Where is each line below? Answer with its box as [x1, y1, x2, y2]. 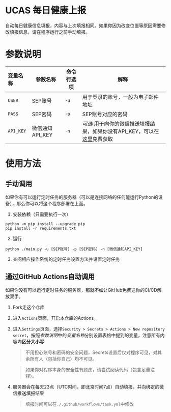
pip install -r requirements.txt [5, 226, 76, 231]
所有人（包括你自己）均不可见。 [30, 355, 97, 362]
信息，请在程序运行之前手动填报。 [18, 29, 90, 35]
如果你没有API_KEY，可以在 [92, 128, 159, 135]
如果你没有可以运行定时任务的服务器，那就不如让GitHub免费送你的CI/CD [5, 287, 158, 293]
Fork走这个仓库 [12, 304, 45, 310]
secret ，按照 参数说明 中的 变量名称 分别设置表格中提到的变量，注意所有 [12, 332, 160, 338]
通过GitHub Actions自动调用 [5, 272, 95, 281]
